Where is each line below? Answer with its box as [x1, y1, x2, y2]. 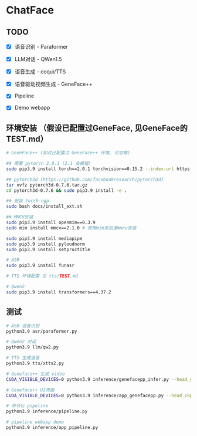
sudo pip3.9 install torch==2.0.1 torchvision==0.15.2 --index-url [6, 165, 175, 172]
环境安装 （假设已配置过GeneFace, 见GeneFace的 [6, 123, 188, 133]
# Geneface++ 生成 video [6, 371, 65, 377]
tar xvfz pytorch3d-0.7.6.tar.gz [6, 182, 88, 188]
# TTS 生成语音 [6, 355, 40, 361]
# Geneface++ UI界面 [6, 387, 55, 393]
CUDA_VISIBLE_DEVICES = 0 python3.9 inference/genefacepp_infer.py [6, 376, 169, 382]
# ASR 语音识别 [6, 323, 40, 329]
